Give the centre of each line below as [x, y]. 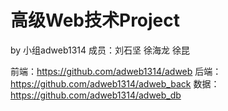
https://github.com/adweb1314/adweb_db [96, 95]
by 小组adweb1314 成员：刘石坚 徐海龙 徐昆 [100, 50]
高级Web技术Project [95, 20]
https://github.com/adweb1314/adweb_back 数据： [115, 83]
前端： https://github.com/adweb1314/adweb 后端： [116, 71]
